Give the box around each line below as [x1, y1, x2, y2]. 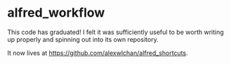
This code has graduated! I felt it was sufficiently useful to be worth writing [7, 28, 225, 36]
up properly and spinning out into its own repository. [7, 35, 159, 43]
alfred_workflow [7, 5, 105, 21]
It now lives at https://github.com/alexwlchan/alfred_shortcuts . [7, 49, 188, 57]
